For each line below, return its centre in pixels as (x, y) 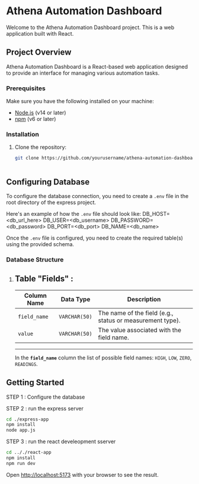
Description (144, 299)
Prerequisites (26, 88)
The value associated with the (140, 330)
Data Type (76, 299)
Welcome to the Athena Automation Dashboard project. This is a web (90, 27)
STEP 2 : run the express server (45, 408)
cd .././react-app (29, 453)
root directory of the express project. (51, 202)
